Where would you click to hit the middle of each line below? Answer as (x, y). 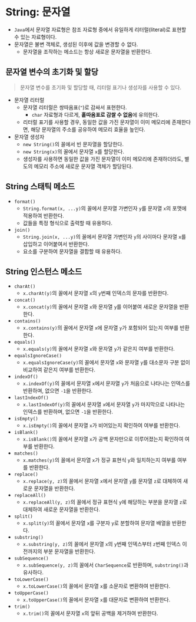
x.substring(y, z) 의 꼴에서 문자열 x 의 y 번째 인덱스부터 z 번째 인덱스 (102, 544)
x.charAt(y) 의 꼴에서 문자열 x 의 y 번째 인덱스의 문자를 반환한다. (96, 293)
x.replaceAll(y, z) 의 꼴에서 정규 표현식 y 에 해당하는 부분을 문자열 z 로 (105, 502)
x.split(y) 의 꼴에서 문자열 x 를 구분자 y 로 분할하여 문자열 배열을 (97, 523)
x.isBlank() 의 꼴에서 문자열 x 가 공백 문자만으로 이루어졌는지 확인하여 (103, 439)
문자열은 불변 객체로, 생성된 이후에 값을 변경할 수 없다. (76, 44)
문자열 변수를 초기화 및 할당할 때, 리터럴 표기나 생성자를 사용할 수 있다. (101, 87)
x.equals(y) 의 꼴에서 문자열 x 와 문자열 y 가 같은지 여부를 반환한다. (99, 349)
